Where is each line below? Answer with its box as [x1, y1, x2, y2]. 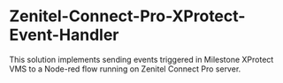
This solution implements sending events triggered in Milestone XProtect [9, 54, 274, 64]
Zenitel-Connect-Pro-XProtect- [9, 6, 246, 26]
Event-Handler [9, 25, 119, 45]
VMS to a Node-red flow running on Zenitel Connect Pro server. [9, 64, 241, 74]
